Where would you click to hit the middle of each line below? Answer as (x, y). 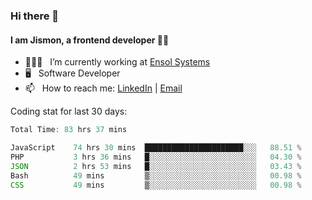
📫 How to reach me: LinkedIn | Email (103, 88)
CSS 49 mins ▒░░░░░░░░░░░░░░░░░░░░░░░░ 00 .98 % (156, 185)
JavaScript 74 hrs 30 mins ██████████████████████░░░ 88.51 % (156, 148)
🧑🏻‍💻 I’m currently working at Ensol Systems (117, 62)
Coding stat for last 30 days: (69, 111)
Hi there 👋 (35, 16)
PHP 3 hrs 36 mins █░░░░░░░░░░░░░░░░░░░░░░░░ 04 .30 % (156, 157)
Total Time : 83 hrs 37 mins (69, 130)
